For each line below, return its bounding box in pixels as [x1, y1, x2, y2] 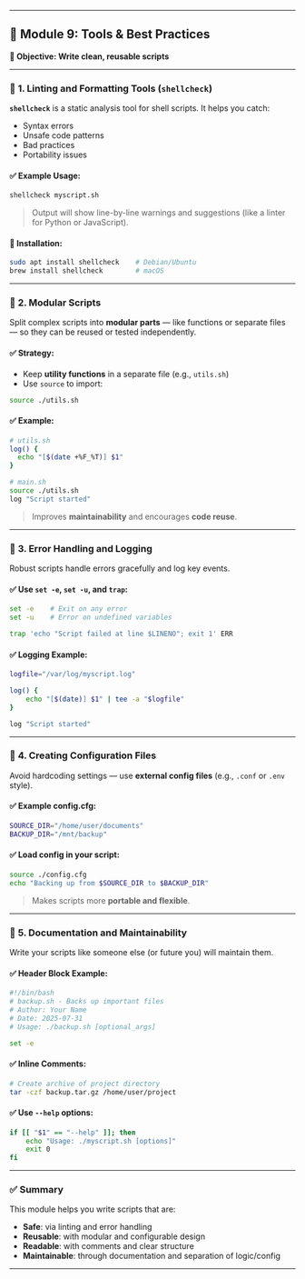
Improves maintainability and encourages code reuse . [31, 511, 238, 522]
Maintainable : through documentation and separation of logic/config [22, 1251, 281, 1262]
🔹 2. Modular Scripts [9, 296, 102, 309]
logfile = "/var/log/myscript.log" [9, 670, 136, 679]
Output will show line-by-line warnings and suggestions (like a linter [31, 207, 286, 218]
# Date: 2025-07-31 [9, 1014, 84, 1023]
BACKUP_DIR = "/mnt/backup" [9, 829, 107, 839]
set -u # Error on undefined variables [9, 613, 172, 623]
